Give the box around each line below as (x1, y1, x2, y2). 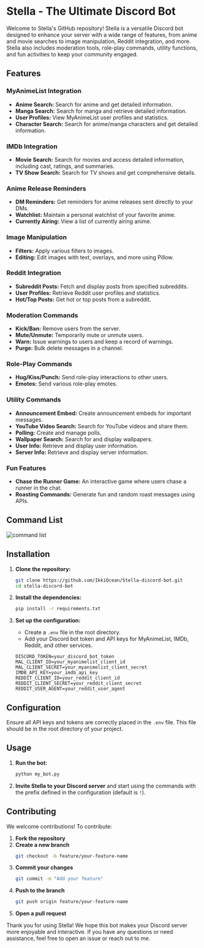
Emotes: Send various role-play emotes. (15, 380, 118, 387)
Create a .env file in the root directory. (24, 629, 121, 636)
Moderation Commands (6, 311, 78, 319)
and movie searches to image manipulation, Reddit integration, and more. (6, 37, 191, 45)
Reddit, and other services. (24, 642, 93, 649)
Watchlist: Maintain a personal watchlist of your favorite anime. (15, 211, 176, 219)
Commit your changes (15, 864, 74, 871)
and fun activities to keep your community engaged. (6, 50, 138, 58)
